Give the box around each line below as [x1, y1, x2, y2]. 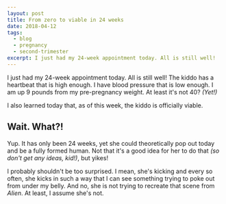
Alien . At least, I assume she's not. [7, 189, 104, 197]
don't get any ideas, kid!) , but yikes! [7, 153, 108, 162]
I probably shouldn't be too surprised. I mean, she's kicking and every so [7, 167, 213, 175]
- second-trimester [13, 49, 69, 55]
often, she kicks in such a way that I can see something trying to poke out [7, 174, 215, 182]
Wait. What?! [7, 121, 64, 133]
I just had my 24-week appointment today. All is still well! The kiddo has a [7, 73, 214, 81]
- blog [13, 36, 32, 42]
